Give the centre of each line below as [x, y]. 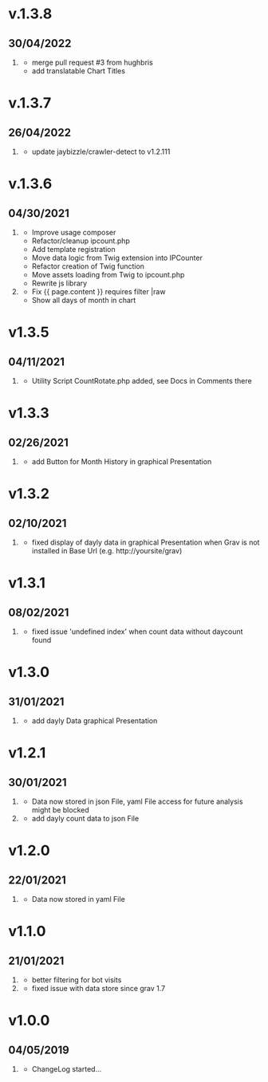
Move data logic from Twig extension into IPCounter [117, 258]
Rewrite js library [59, 283]
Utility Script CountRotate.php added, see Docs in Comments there [142, 381]
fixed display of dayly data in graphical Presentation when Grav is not [146, 542]
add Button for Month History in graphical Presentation [122, 462]
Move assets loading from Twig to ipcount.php [108, 275]
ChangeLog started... [67, 1069]
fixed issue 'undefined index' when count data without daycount [137, 631]
